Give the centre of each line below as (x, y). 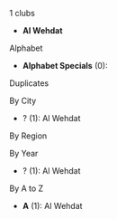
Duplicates (29, 83)
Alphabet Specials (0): (65, 66)
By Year (24, 153)
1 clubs (22, 13)
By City (23, 100)
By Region (28, 136)
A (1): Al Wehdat (52, 206)
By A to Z (27, 188)
